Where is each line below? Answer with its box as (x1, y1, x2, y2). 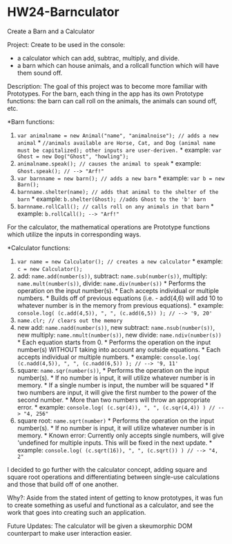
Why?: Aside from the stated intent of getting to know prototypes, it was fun (7, 493, 223, 502)
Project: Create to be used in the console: (7, 40, 126, 49)
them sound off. (17, 69, 63, 77)
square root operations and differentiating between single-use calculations (7, 473, 220, 481)
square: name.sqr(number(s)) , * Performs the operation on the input (17, 366, 209, 374)
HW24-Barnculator (7, 4, 119, 20)
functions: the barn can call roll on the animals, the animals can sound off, (7, 96, 217, 105)
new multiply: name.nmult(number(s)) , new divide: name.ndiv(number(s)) (17, 331, 222, 339)
